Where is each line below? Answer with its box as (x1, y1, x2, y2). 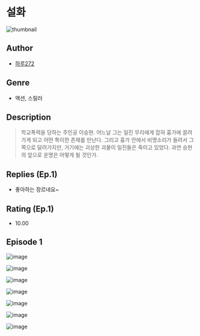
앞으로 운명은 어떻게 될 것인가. (27, 151, 98, 159)
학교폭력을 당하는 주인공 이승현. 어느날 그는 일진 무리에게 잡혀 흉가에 (20, 129, 181, 136)
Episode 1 (6, 237, 43, 247)
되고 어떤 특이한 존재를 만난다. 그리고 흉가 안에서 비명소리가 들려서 (32, 136, 188, 144)
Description (6, 112, 51, 122)
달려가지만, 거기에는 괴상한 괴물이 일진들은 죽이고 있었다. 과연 (37, 144, 181, 151)
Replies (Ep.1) (6, 169, 58, 179)
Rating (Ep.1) (6, 204, 54, 214)
